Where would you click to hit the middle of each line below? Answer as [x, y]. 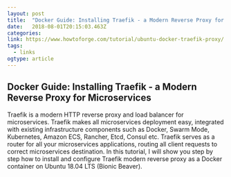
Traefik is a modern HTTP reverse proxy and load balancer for [96, 115]
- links [25, 53]
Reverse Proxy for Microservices [79, 98]
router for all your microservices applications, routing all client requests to [112, 144]
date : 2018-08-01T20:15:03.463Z [57, 26]
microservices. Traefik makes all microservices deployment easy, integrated [115, 121]
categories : [24, 33]
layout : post [26, 14]
